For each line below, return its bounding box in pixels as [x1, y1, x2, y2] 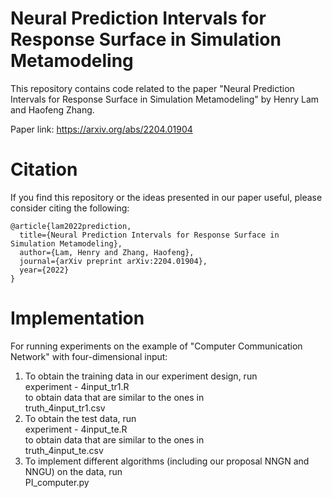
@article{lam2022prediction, [10, 221, 132, 231]
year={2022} [19, 265, 70, 275]
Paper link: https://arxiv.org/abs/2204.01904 [10, 123, 193, 135]
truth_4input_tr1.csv [24, 402, 106, 414]
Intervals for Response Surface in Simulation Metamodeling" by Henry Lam [10, 93, 320, 105]
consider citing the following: [10, 202, 130, 214]
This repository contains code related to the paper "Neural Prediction [10, 82, 295, 94]
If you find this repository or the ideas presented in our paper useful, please [10, 191, 323, 203]
